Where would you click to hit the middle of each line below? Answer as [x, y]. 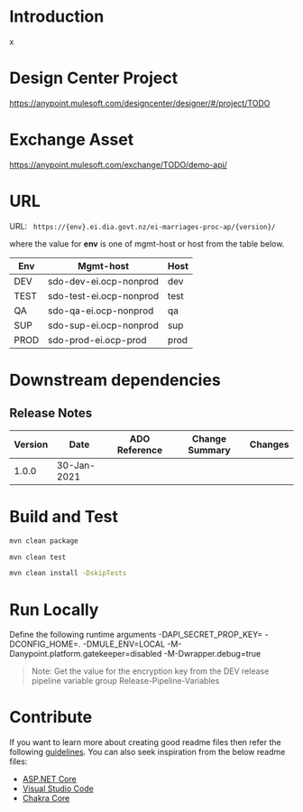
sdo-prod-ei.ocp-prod [97, 340]
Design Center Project [94, 78]
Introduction [57, 17]
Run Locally [54, 609]
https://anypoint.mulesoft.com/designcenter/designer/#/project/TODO [140, 103]
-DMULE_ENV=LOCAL [124, 644]
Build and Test [64, 516]
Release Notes [51, 413]
